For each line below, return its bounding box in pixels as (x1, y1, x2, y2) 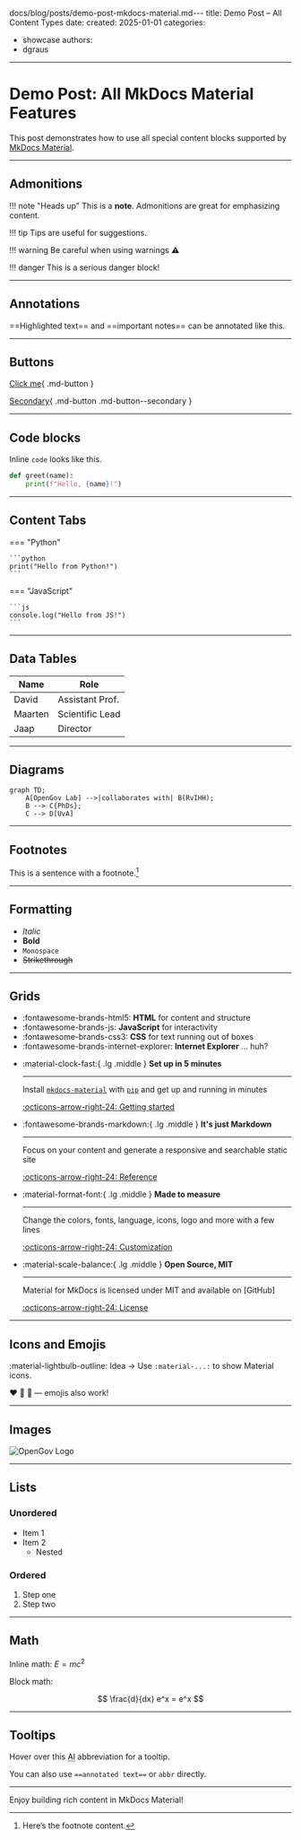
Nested (35, 1547, 63, 1557)
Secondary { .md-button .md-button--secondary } (9, 396, 193, 406)
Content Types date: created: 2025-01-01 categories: (9, 17, 206, 28)
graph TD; (9, 786, 47, 795)
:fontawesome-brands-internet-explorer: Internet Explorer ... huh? (21, 1041, 269, 1052)
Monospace (21, 946, 60, 955)
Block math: (9, 1676, 54, 1686)
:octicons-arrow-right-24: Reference (21, 1172, 158, 1182)
